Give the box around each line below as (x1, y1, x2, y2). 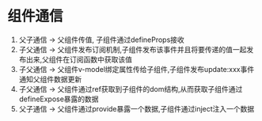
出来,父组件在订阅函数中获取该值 (25, 55, 132, 64)
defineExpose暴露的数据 (18, 94, 100, 104)
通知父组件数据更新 (18, 74, 82, 84)
